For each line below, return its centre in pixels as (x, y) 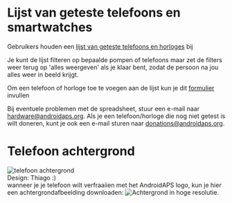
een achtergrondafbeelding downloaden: (65, 192)
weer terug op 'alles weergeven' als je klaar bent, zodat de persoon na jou (113, 67)
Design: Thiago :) (32, 177)
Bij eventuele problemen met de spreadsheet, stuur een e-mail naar (103, 108)
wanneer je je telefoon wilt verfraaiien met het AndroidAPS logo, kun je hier (114, 185)
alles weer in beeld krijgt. (43, 75)
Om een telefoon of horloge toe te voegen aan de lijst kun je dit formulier (111, 88)
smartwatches (50, 27)
